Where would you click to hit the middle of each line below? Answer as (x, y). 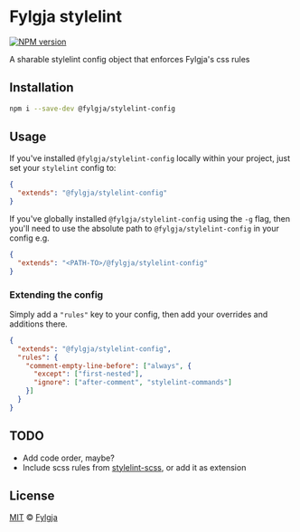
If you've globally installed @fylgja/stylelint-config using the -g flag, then (150, 219)
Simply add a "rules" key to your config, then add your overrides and (139, 314)
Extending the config (56, 294)
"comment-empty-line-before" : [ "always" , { (109, 366)
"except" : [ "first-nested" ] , (88, 374)
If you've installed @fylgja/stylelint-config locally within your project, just (150, 158)
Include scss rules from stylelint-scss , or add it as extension (134, 467)
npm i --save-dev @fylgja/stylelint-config (93, 109)
